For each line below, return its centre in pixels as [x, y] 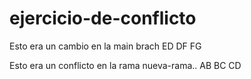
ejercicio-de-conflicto [103, 18]
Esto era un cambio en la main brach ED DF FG [105, 46]
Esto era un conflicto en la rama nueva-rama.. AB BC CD [125, 65]
